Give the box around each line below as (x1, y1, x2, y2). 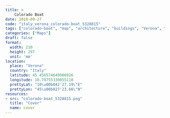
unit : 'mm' (10, 54, 33, 59)
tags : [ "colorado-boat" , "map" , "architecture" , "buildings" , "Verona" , (5, 26, 162, 31)
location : (5, 59, 26, 64)
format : (5, 40, 22, 45)
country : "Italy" (10, 68, 47, 73)
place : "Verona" (10, 63, 44, 68)
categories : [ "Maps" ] (5, 31, 51, 36)
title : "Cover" (10, 101, 42, 106)
